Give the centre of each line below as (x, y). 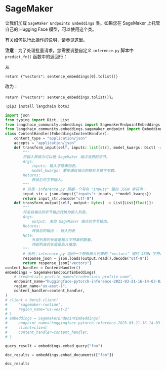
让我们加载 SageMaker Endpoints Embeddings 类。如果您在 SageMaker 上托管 (83, 23)
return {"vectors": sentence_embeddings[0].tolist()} (62, 76)
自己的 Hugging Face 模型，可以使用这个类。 (51, 29)
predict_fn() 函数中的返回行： (36, 56)
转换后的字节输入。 (48, 180)
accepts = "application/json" (45, 143)
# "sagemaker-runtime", (34, 304)
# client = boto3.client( (32, 300)
